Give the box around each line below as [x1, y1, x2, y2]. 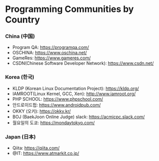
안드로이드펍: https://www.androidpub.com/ [12, 102, 101, 108]
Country [5, 14, 40, 25]
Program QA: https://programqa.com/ [12, 44, 89, 50]
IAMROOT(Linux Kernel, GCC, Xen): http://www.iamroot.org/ [12, 91, 136, 97]
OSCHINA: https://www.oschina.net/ [12, 50, 87, 56]
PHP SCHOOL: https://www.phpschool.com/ [12, 96, 103, 102]
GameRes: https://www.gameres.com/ [12, 55, 91, 61]
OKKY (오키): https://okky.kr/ [12, 108, 71, 114]
